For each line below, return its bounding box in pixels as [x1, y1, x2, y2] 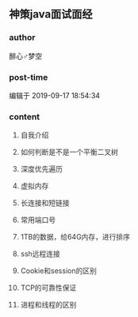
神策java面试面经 [9, 7, 94, 22]
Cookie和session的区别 [20, 266, 98, 275]
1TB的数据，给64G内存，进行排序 [20, 232, 130, 242]
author [9, 32, 36, 43]
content [9, 111, 40, 122]
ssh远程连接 [20, 249, 60, 259]
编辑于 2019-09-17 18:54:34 [9, 90, 101, 100]
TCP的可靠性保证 [20, 283, 77, 293]
